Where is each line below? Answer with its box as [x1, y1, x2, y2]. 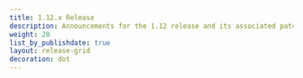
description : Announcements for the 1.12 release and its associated [9, 22, 277, 30]
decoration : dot [9, 55, 70, 64]
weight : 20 [9, 30, 50, 39]
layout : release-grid [9, 47, 91, 56]
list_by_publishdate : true [9, 38, 111, 48]
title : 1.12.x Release [9, 13, 95, 22]
